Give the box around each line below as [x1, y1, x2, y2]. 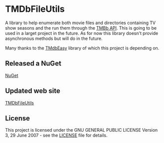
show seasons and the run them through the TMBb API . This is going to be [5, 25, 157, 31]
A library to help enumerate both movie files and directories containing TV [5, 20, 156, 26]
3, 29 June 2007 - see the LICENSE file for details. [5, 132, 108, 139]
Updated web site [5, 87, 60, 95]
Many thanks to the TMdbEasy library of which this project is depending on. [5, 45, 160, 51]
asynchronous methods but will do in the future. [5, 36, 103, 41]
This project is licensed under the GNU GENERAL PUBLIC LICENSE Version [5, 127, 158, 133]
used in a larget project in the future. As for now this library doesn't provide [5, 30, 159, 36]
